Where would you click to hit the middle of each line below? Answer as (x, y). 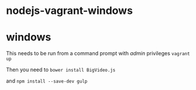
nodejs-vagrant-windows (70, 11)
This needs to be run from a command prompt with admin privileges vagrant (98, 53)
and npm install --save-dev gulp (47, 81)
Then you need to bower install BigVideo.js (61, 70)
